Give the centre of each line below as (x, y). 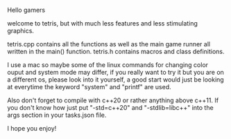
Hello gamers (26, 10)
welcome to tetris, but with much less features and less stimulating (102, 23)
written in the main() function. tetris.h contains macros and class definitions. (116, 52)
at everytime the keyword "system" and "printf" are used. (89, 87)
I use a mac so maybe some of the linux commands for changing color (108, 65)
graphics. (21, 31)
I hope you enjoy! (32, 128)
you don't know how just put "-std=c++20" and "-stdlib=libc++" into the (110, 108)
